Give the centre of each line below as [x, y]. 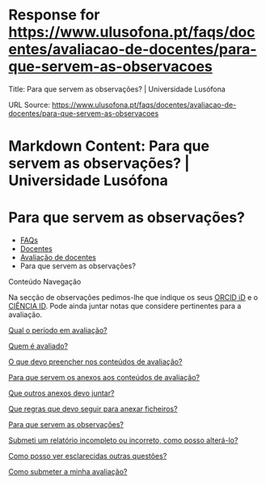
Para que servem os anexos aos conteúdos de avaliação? [104, 378]
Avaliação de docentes [58, 258]
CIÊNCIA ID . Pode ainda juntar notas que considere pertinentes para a [125, 306]
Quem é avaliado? [38, 346]
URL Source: [30, 105]
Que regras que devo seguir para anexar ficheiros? [93, 409]
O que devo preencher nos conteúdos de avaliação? [95, 362]
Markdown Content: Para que [109, 146]
